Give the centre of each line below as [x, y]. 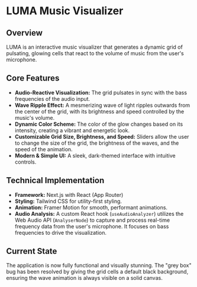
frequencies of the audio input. [52, 98]
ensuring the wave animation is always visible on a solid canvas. [84, 278]
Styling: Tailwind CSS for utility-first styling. [68, 201]
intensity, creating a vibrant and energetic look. [72, 130]
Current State [32, 251]
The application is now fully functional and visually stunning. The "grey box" [99, 266]
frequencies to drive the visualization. [60, 232]
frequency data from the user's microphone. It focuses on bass [92, 226]
